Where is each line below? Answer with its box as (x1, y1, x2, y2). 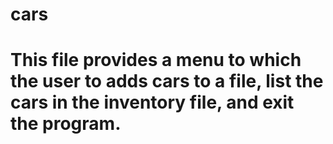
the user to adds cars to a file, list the (10, 70, 324, 93)
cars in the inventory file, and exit (10, 91, 295, 114)
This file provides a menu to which (10, 49, 302, 72)
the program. (10, 113, 122, 135)
